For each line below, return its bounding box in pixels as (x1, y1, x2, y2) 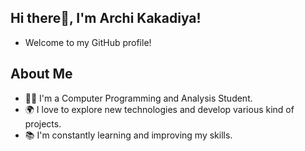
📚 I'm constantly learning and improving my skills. (24, 129, 233, 141)
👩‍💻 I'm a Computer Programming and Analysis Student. (24, 92, 253, 104)
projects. (24, 117, 62, 130)
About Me (10, 66, 73, 83)
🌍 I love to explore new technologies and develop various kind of (24, 103, 295, 115)
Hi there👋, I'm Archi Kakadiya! (10, 10, 202, 27)
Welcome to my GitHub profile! (24, 36, 152, 48)
